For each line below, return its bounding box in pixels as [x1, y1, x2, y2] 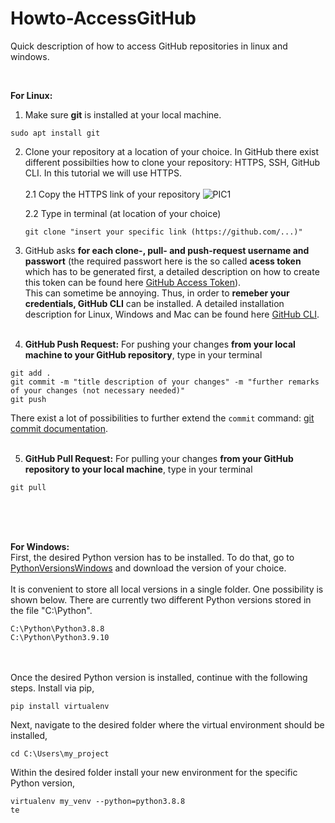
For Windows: [10, 540, 70, 552]
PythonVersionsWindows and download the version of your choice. [10, 562, 287, 574]
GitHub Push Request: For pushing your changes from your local [24, 338, 296, 350]
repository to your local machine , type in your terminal [24, 463, 253, 475]
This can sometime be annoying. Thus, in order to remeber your [24, 287, 290, 299]
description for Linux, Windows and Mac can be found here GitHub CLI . [24, 308, 320, 320]
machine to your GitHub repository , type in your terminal [24, 348, 263, 361]
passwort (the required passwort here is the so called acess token [24, 255, 302, 267]
